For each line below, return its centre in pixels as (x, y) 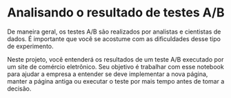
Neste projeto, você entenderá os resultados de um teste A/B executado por (115, 59)
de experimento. (30, 46)
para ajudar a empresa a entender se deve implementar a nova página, (108, 74)
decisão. (19, 88)
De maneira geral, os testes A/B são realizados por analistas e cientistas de (114, 32)
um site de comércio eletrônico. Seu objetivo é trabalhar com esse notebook (115, 66)
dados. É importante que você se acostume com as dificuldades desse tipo (114, 38)
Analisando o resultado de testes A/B (116, 13)
